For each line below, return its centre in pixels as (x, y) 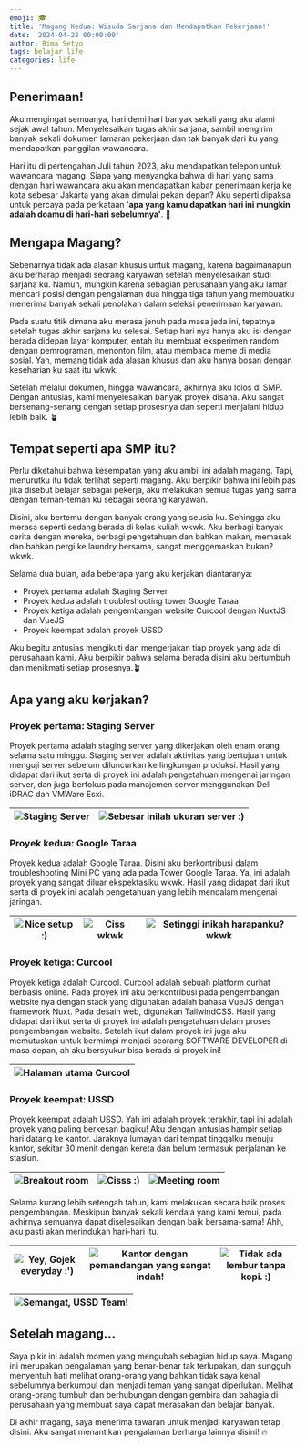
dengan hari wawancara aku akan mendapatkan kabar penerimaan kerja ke (151, 185)
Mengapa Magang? (66, 243)
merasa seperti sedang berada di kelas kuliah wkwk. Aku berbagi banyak (147, 527)
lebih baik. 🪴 (34, 416)
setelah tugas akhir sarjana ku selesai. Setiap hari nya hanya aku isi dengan (151, 331)
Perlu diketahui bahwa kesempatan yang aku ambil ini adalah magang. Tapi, (152, 471)
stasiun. (24, 1158)
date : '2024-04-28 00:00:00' (65, 35)
